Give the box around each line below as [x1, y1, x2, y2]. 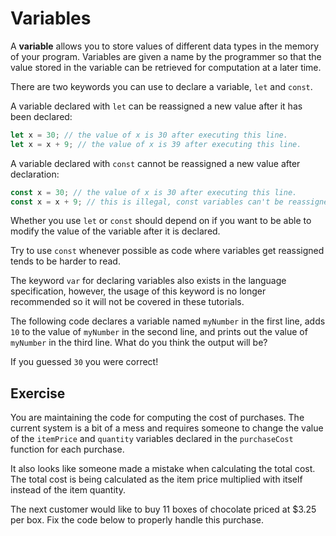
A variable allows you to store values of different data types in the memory [10, 40, 320, 52]
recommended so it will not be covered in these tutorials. [10, 296, 245, 308]
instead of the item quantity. [10, 484, 126, 496]
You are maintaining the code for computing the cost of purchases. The [10, 412, 305, 424]
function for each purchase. [10, 443, 125, 456]
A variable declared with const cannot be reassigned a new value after [10, 157, 301, 169]
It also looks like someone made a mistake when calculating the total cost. [10, 463, 316, 475]
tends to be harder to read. [10, 255, 121, 267]
